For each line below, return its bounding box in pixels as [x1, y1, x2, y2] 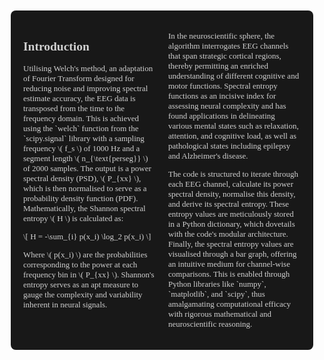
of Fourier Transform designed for [23, 73, 135, 84]
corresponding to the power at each [23, 259, 138, 270]
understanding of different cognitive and [168, 71, 300, 81]
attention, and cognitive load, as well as [168, 131, 297, 141]
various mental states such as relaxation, [168, 121, 299, 131]
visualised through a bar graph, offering [168, 249, 297, 259]
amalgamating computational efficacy [168, 299, 292, 309]
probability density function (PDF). [23, 193, 139, 204]
